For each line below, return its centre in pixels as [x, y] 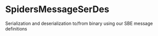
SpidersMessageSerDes [57, 9]
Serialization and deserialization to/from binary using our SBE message [79, 23]
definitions [16, 28]
